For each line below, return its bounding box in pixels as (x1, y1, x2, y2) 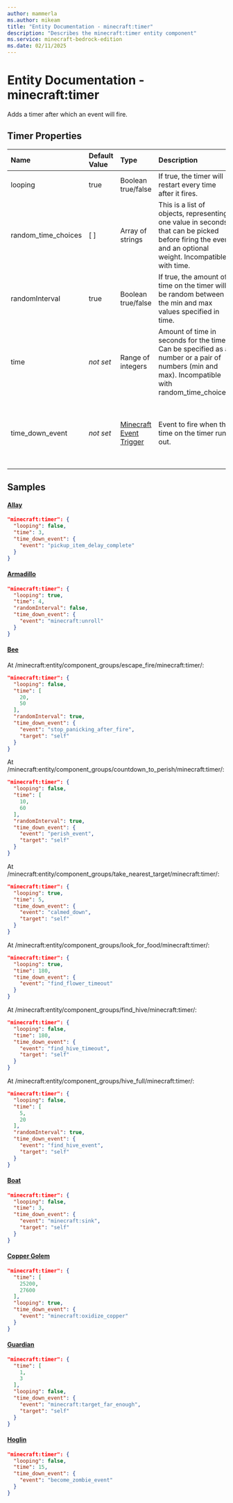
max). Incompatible (158, 369, 221, 379)
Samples (7, 481, 46, 493)
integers (120, 361, 148, 371)
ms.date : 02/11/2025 (7, 42, 67, 49)
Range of (120, 352, 150, 362)
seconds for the (158, 335, 210, 344)
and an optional (158, 243, 209, 253)
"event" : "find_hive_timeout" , (19, 1045, 110, 1052)
